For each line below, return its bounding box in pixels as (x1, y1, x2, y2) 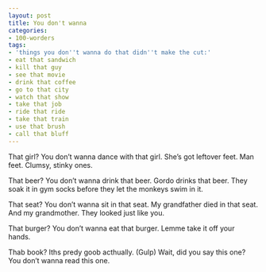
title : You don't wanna (8, 19, 87, 27)
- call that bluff (8, 130, 69, 138)
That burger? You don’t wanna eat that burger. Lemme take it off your (8, 223, 235, 233)
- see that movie (8, 71, 66, 79)
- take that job (8, 100, 62, 108)
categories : (8, 26, 48, 34)
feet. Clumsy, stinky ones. (8, 160, 93, 169)
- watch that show (8, 93, 69, 101)
